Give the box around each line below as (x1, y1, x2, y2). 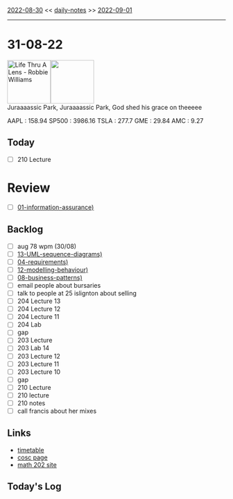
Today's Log (7, 481, 62, 493)
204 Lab (17, 320, 42, 329)
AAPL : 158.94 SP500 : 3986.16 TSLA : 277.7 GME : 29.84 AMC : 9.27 (7, 116, 204, 124)
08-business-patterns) (17, 273, 83, 281)
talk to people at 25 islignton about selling (17, 289, 137, 297)
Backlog (7, 224, 44, 236)
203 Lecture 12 (17, 352, 61, 360)
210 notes (17, 399, 46, 407)
